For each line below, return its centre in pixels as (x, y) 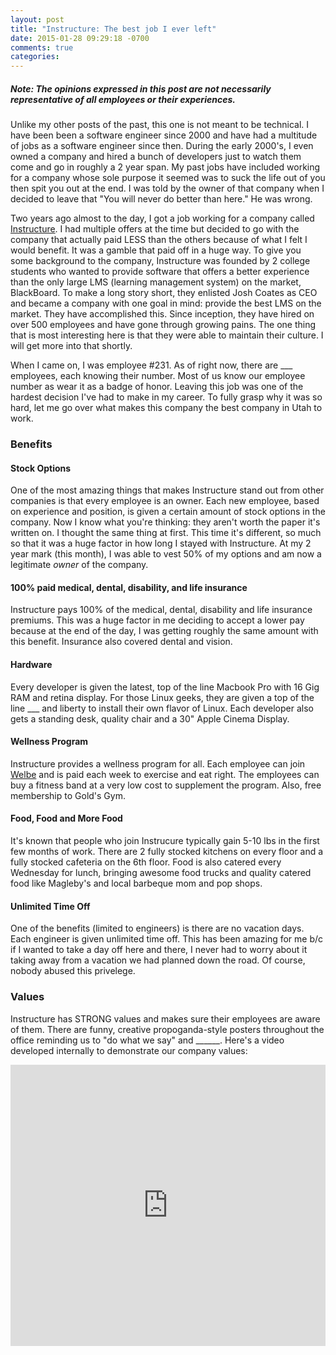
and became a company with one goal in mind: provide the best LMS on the (166, 303)
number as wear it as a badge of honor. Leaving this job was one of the (157, 387)
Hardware (31, 665)
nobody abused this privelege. (73, 971)
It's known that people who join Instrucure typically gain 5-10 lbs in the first (165, 841)
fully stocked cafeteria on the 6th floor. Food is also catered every (146, 862)
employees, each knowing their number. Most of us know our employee (158, 376)
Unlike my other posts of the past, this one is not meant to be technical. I (160, 125)
